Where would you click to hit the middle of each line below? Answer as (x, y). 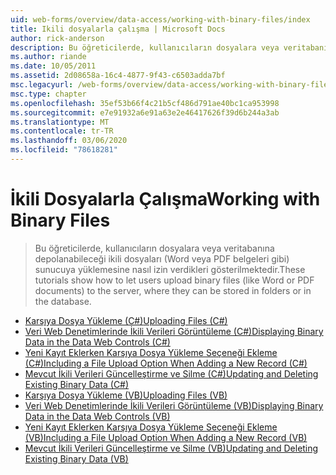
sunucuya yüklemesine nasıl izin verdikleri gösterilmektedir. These (170, 269)
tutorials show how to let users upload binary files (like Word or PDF (174, 280)
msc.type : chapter (48, 94)
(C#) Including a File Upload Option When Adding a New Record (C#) (166, 363)
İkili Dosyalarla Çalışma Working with (165, 199)
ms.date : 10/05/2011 (53, 66)
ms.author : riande (48, 57)
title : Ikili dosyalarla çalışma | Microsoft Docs (118, 29)
